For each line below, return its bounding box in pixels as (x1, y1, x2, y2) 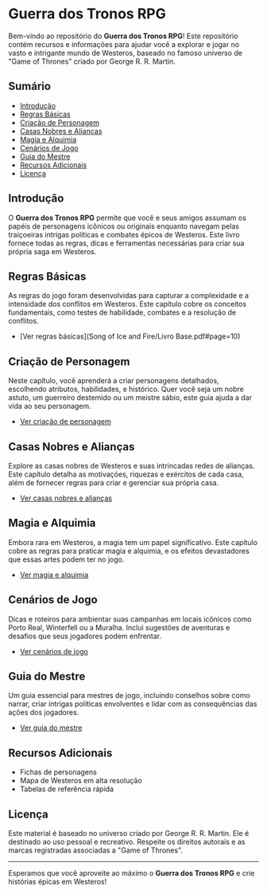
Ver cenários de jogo (19, 646, 89, 656)
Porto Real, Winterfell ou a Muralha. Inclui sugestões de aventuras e (8, 622, 230, 632)
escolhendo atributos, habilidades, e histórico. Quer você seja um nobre (8, 384, 244, 394)
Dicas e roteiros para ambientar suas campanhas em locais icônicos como (8, 614, 252, 624)
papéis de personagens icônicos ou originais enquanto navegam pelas (8, 221, 240, 231)
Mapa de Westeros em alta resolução (19, 776, 142, 786)
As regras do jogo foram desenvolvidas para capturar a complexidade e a (8, 291, 249, 300)
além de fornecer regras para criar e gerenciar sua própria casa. (8, 478, 219, 487)
